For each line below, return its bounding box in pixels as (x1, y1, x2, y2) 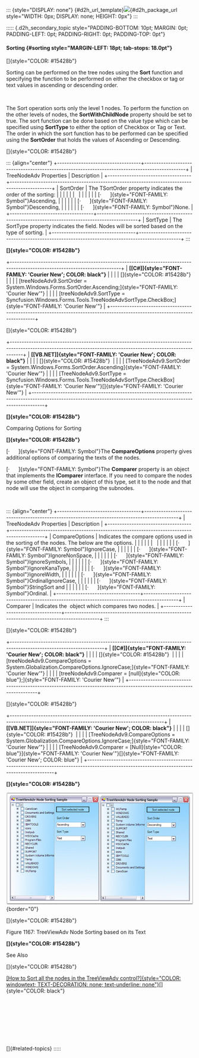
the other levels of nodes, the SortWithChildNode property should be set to (6, 111, 192, 118)
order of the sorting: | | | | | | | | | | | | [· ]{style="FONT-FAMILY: (6, 191, 168, 198)
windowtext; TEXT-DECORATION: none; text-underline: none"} (6, 981, 159, 988)
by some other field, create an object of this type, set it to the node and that (6, 478, 191, 485)
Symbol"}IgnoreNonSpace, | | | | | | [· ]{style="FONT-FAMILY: (27, 552, 184, 559)
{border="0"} (6, 905, 39, 912)
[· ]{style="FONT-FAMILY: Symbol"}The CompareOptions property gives (6, 448, 192, 455)
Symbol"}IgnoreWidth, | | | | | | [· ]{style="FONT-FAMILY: (6, 571, 151, 578)
